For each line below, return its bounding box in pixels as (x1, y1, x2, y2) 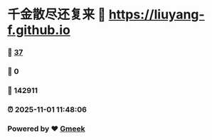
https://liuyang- (108, 6, 205, 23)
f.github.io (7, 22, 71, 38)
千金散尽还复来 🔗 (7, 6, 107, 23)
